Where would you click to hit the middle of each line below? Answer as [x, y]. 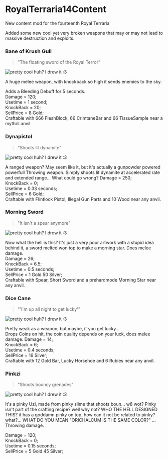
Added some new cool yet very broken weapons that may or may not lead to [84, 33]
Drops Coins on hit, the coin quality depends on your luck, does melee [78, 334]
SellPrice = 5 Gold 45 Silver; [34, 451]
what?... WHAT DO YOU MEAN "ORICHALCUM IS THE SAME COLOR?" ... [81, 420]
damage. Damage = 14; [29, 339]
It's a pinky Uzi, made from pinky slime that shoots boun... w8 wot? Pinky [81, 404]
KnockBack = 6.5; [24, 264]
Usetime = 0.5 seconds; [30, 269]
